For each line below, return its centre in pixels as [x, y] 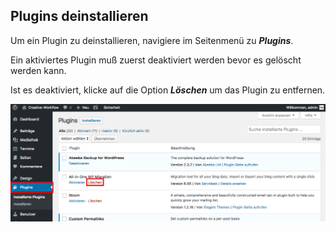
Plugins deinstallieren [79, 16]
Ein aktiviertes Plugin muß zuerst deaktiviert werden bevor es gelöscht [156, 60]
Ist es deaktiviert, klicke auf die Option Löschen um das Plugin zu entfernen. [168, 90]
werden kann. [38, 70]
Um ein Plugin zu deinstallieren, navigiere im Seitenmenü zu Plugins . [152, 40]
